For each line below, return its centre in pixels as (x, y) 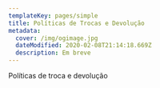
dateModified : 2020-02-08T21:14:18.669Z (84, 46)
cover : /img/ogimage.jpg (57, 38)
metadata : (25, 30)
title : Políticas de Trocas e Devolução (77, 23)
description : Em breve (53, 53)
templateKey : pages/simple (53, 16)
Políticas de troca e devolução (58, 76)
